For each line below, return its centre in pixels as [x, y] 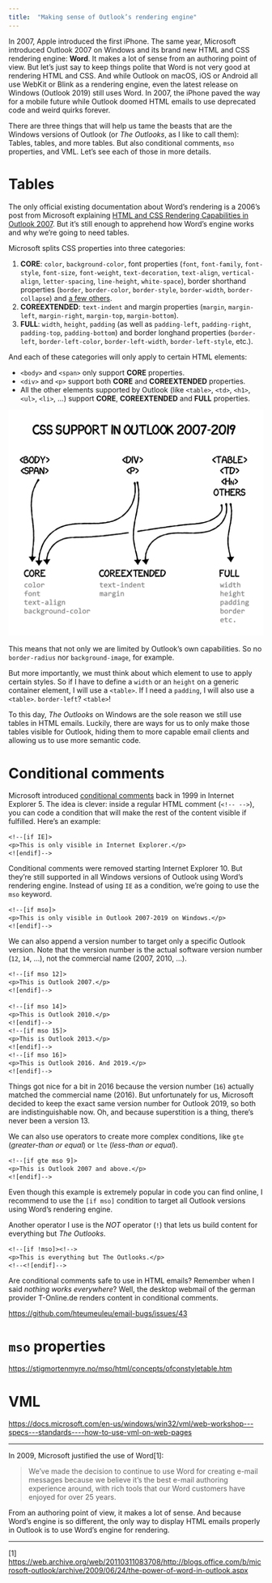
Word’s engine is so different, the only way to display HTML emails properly [134, 1521]
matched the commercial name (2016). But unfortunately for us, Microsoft [131, 1095]
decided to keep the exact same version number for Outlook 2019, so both [132, 1104]
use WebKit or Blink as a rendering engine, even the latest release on [123, 84]
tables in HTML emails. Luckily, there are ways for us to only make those [129, 724]
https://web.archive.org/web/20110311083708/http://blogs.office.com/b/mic [135, 1562]
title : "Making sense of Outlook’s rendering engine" [103, 17]
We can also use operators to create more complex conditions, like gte [126, 1136]
